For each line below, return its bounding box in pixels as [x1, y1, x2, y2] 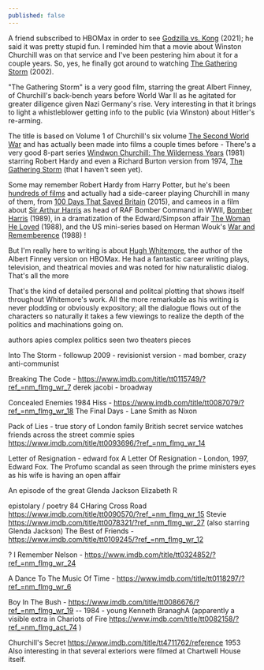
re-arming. [8, 115, 43, 125]
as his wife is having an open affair [8, 470, 121, 480]
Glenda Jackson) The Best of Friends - [8, 526, 134, 536]
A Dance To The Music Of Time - [8, 574, 116, 583]
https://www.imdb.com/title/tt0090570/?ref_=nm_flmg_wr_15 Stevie [8, 509, 227, 518]
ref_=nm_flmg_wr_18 [8, 406, 74, 416]
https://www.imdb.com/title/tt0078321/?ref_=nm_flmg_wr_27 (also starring [8, 518, 250, 527]
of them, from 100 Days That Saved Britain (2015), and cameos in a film [8, 197, 240, 206]
